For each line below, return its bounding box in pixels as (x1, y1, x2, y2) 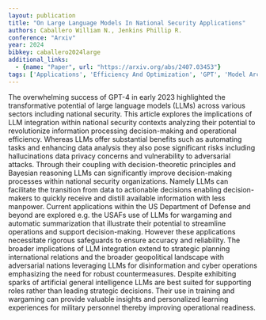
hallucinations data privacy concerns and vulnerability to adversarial (8, 151, 231, 161)
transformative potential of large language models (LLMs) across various (8, 101, 245, 110)
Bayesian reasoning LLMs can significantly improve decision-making (8, 168, 232, 177)
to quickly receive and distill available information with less (34, 193, 226, 203)
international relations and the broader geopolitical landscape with (8, 252, 224, 261)
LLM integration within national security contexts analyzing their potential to (8, 117, 256, 127)
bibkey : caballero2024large (8, 48, 101, 56)
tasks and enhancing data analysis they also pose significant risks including (8, 143, 256, 152)
